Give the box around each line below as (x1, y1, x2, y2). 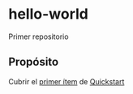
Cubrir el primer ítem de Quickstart (8, 76, 125, 86)
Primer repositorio (8, 32, 69, 41)
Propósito (8, 55, 59, 69)
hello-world (8, 5, 89, 23)
